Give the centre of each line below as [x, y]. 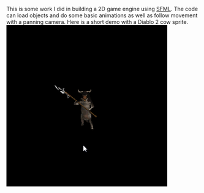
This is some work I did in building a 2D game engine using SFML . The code [102, 9]
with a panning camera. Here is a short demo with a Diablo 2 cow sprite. [97, 22]
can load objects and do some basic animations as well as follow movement [102, 15]
